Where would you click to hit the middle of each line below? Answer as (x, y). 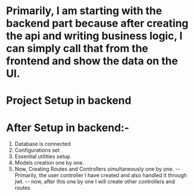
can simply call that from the (77, 49)
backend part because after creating (97, 23)
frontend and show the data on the (92, 61)
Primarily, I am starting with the (84, 11)
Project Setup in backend (69, 101)
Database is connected (43, 144)
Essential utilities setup (42, 156)
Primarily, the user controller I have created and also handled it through (101, 175)
